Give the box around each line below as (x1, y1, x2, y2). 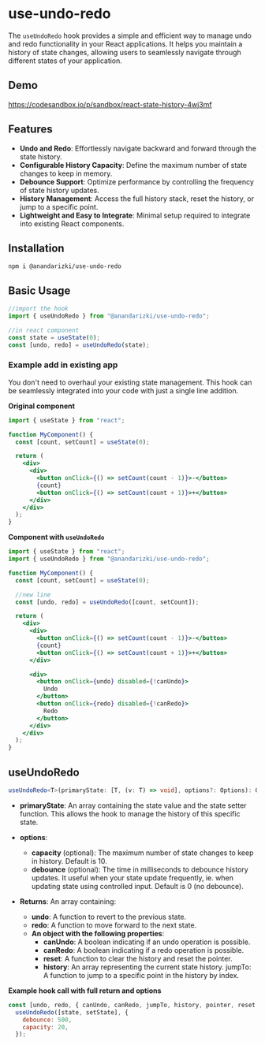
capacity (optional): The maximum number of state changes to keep (31, 848, 254, 857)
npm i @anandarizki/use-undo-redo (8, 262, 122, 270)
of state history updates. (19, 185, 100, 195)
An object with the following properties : (31, 928, 165, 938)
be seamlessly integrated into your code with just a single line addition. (8, 385, 239, 395)
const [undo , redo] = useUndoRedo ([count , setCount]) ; (15, 598, 200, 606)
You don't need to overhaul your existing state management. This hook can (8, 377, 252, 387)
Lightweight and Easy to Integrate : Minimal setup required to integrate (19, 210, 251, 220)
